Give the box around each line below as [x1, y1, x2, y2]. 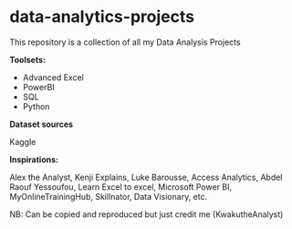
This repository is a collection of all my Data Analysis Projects [9, 36, 241, 47]
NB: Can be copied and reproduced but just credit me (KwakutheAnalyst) [9, 208, 284, 220]
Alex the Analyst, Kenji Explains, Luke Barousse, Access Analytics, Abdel [9, 172, 283, 182]
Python [22, 100, 50, 111]
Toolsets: [9, 54, 46, 65]
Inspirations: [9, 153, 59, 165]
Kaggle [9, 136, 36, 147]
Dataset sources [9, 119, 74, 130]
